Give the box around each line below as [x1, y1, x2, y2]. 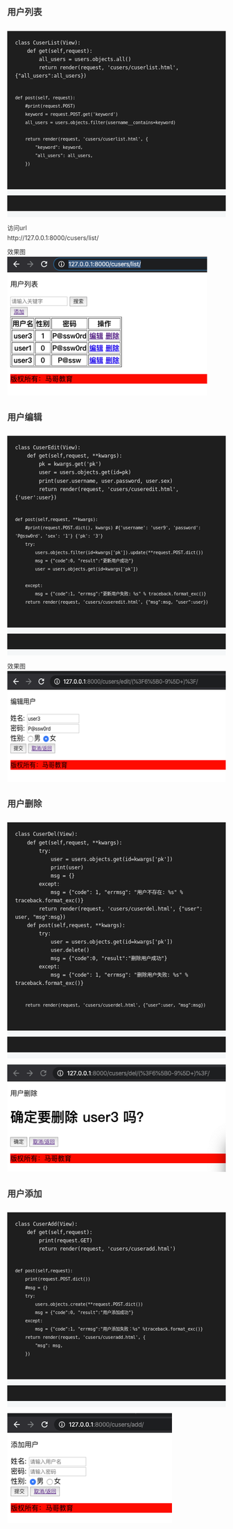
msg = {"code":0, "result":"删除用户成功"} [51, 955, 168, 962]
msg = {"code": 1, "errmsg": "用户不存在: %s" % [51, 888, 184, 896]
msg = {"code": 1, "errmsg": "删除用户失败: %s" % [51, 972, 189, 979]
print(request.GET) [38, 1238, 93, 1244]
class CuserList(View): [15, 39, 81, 46]
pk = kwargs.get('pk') [38, 461, 102, 468]
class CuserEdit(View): [15, 445, 81, 451]
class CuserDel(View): [15, 831, 78, 838]
